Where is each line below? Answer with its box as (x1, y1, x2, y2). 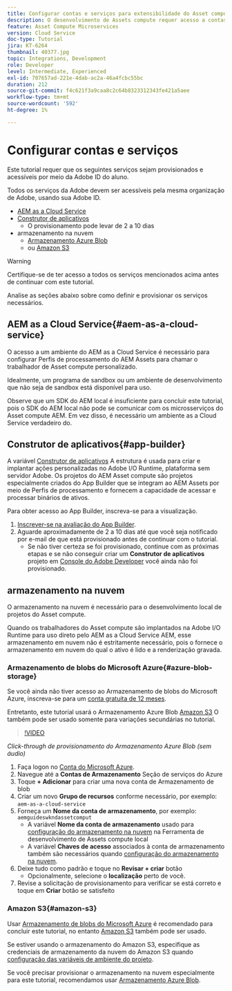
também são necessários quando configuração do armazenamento (27, 850, 219, 858)
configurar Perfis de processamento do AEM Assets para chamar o (7, 355, 198, 363)
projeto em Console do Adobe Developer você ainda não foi (27, 557, 198, 566)
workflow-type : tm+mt (7, 94, 70, 101)
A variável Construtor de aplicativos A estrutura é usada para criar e (7, 457, 201, 465)
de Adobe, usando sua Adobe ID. (7, 193, 101, 201)
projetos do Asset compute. (7, 610, 86, 619)
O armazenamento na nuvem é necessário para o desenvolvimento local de (7, 603, 222, 611)
